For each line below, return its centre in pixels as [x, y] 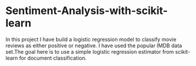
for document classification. [53, 58]
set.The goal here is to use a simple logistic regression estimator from [90, 51]
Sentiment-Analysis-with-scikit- [87, 11]
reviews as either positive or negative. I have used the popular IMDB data [94, 46]
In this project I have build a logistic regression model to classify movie [91, 39]
